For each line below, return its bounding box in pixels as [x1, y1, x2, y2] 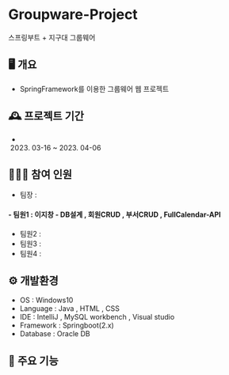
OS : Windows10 [19, 295, 74, 305]
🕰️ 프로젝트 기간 [8, 109, 85, 123]
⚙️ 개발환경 [8, 274, 59, 287]
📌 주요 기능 [8, 354, 59, 367]
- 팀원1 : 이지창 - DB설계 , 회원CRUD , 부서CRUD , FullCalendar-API [8, 210, 221, 219]
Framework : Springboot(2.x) [19, 320, 115, 330]
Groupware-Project [8, 6, 139, 24]
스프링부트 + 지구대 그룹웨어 [8, 32, 96, 42]
